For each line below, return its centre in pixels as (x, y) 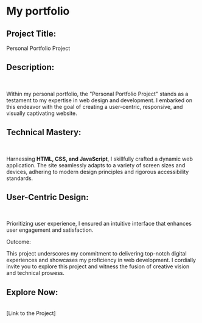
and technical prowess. (36, 273)
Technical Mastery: (44, 132)
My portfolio (38, 11)
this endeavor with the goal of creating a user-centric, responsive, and (95, 106)
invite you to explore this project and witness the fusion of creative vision (98, 266)
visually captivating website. (42, 113)
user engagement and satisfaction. (50, 230)
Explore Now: (32, 292)
